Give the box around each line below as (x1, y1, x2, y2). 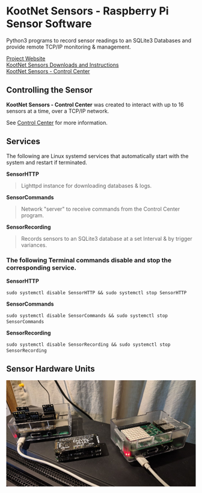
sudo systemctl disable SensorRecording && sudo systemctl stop (6, 341, 171, 348)
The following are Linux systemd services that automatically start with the (6, 152, 189, 160)
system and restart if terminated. (6, 159, 87, 166)
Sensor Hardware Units (6, 364, 95, 374)
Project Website (6, 55, 46, 62)
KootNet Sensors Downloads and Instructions (6, 61, 119, 68)
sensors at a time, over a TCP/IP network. (6, 107, 109, 115)
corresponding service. (6, 264, 77, 272)
